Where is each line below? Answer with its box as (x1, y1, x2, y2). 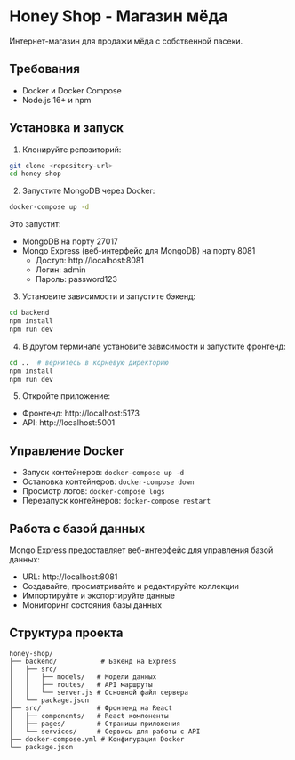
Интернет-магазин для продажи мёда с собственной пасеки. (9, 36, 243, 46)
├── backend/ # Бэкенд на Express (9, 657, 177, 666)
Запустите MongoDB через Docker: (21, 185, 155, 197)
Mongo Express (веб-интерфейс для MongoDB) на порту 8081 (21, 246, 256, 256)
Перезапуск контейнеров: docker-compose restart (21, 496, 211, 506)
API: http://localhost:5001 (21, 417, 116, 428)
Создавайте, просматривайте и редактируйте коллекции (21, 581, 240, 592)
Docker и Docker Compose (21, 85, 122, 95)
